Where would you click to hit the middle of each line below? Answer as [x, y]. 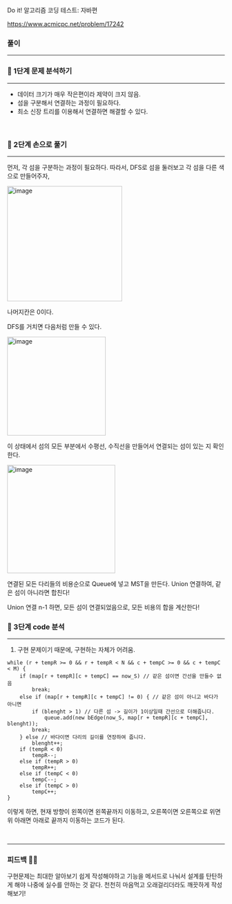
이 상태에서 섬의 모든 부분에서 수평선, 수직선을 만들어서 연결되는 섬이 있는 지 [109, 446]
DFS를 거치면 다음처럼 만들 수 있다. [55, 326]
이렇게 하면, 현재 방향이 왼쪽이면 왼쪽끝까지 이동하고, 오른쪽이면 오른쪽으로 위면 [114, 812]
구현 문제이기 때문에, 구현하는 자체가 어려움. [76, 650]
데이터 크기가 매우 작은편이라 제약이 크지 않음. [79, 94]
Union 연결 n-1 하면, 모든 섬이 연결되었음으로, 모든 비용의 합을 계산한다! [104, 607]
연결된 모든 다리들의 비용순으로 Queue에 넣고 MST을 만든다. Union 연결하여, [110, 583]
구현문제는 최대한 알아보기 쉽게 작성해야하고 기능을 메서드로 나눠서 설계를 [106, 876]
